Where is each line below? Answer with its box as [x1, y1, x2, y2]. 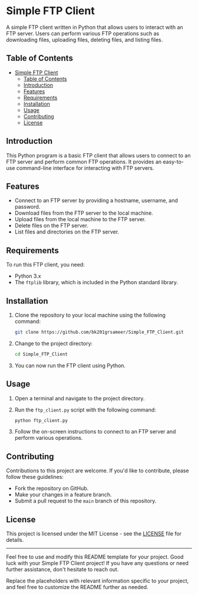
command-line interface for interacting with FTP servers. [16, 164, 154, 172]
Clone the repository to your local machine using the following [14, 311, 166, 318]
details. [6, 537, 24, 544]
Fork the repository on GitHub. [14, 485, 89, 492]
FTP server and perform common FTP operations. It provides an [6, 158, 162, 165]
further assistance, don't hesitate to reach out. [6, 566, 119, 573]
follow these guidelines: [6, 474, 64, 481]
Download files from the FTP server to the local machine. [14, 209, 153, 216]
